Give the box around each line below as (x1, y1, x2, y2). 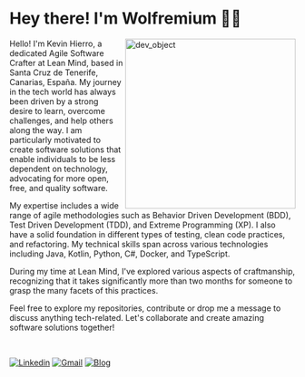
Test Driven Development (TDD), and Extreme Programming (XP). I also (9, 219, 276, 230)
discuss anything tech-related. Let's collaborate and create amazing (9, 312, 265, 323)
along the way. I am (9, 124, 83, 135)
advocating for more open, (9, 172, 109, 184)
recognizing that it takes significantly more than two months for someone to (9, 275, 293, 286)
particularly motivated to (9, 134, 102, 145)
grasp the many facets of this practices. (9, 285, 159, 295)
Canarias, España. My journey (9, 76, 122, 87)
